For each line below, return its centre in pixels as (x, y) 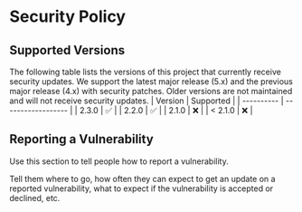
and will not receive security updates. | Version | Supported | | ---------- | (146, 101)
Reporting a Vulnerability (81, 139)
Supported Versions (67, 50)
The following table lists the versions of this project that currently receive (146, 72)
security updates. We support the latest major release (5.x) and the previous (151, 82)
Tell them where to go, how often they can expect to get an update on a (142, 178)
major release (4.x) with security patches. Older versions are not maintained (151, 91)
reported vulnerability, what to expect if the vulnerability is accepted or (142, 188)
